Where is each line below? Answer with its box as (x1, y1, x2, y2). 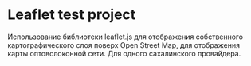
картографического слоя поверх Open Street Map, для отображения (7, 40, 241, 49)
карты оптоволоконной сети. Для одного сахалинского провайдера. (7, 49, 241, 58)
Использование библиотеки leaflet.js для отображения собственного (7, 32, 244, 41)
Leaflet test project (7, 6, 136, 24)
